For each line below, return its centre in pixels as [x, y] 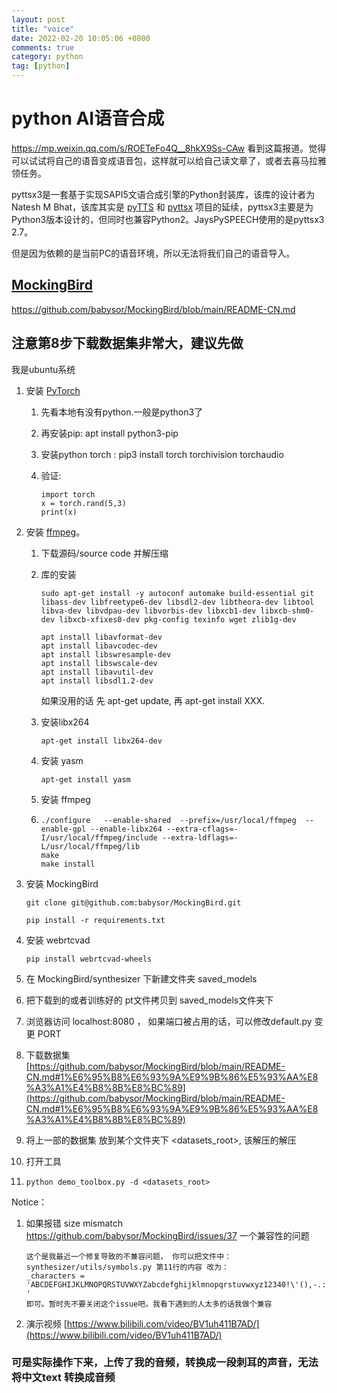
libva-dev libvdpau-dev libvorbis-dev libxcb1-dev [148, 611]
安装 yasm [62, 760]
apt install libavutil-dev [97, 672]
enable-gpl [63, 829]
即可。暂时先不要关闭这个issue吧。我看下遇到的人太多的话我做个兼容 [149, 1304]
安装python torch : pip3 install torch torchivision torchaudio [162, 454]
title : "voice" [43, 29]
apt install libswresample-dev [106, 654]
